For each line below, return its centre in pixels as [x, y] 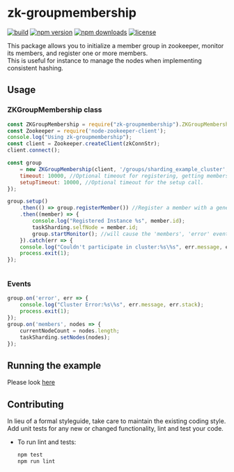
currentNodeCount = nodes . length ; [70, 331]
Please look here [31, 383]
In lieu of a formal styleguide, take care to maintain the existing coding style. [117, 421]
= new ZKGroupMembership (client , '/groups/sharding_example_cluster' [123, 169]
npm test [30, 455]
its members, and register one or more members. [78, 53]
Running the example [54, 366]
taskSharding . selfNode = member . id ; [85, 227]
